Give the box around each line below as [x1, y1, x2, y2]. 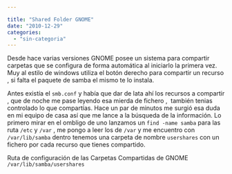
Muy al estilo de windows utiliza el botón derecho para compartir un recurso [7, 69, 224, 77]
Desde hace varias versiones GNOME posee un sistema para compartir [7, 54, 210, 63]
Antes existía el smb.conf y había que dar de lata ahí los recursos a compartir [7, 89, 225, 98]
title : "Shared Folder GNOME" [7, 16, 95, 23]
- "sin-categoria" [13, 35, 67, 42]
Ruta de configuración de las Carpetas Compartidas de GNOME [7, 154, 188, 162]
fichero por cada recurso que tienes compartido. [7, 140, 146, 149]
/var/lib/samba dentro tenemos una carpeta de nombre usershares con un [7, 133, 220, 142]
